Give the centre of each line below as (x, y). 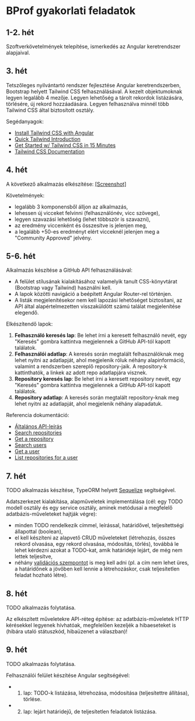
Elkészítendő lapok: (29, 324)
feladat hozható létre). (41, 575)
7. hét (16, 476)
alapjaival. (18, 53)
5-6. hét (21, 256)
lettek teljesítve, (34, 556)
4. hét (17, 170)
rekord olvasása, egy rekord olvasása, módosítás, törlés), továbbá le (97, 544)
